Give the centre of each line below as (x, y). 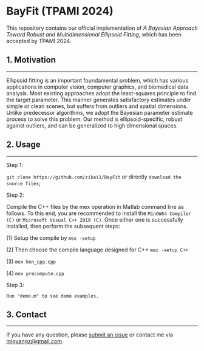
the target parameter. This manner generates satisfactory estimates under (99, 100)
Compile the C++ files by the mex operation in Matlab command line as (95, 206)
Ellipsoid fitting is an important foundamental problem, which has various (97, 80)
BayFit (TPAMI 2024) (60, 11)
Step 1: (15, 165)
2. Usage (23, 145)
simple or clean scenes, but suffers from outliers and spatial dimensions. (97, 106)
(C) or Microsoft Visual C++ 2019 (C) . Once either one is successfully (95, 219)
